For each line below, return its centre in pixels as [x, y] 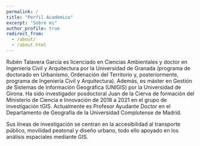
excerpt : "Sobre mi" [32, 23]
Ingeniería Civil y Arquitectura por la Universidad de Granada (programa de [99, 68]
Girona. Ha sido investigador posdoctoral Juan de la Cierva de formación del [100, 94]
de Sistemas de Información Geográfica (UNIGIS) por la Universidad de [94, 87]
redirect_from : [25, 34]
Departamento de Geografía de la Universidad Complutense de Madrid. [94, 112]
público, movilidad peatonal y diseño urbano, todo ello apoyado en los [93, 130]
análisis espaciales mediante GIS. [47, 136]
